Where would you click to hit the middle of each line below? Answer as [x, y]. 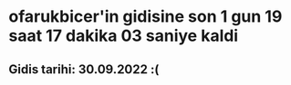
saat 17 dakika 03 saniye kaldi [124, 36]
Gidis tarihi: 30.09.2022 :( [84, 69]
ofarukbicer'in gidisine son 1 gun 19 [145, 17]
